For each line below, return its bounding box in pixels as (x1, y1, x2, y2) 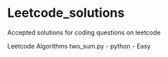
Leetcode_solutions (7, 5, 125, 21)
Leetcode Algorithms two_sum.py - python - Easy (7, 42, 151, 50)
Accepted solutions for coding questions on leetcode (7, 28, 161, 37)
